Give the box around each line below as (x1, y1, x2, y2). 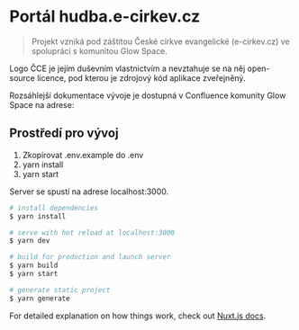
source (9, 72, 36, 83)
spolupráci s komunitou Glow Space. (31, 45, 168, 56)
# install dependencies (9, 203, 99, 212)
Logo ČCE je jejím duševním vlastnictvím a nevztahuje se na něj (9, 63, 246, 74)
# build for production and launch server (9, 253, 171, 262)
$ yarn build (9, 261, 59, 271)
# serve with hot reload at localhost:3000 (9, 227, 176, 237)
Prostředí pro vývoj (9, 126, 119, 141)
